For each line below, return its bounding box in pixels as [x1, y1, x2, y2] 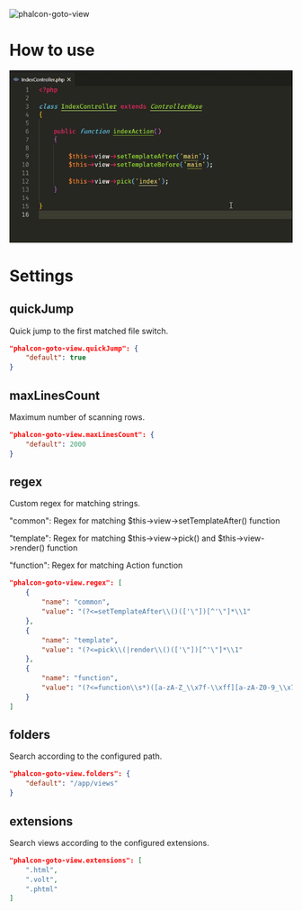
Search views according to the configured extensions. [9, 837, 209, 848]
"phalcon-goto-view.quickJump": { [9, 343, 139, 353]
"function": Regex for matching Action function [9, 560, 183, 571]
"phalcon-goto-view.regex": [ [9, 578, 123, 588]
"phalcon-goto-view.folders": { [9, 770, 130, 779]
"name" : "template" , [41, 635, 119, 644]
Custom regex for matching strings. [9, 498, 141, 509]
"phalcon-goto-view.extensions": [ [9, 856, 143, 865]
